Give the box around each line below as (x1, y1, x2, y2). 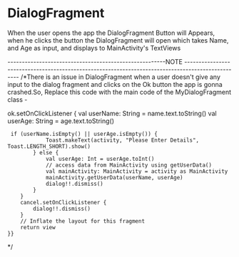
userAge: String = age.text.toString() (7, 116, 115, 125)
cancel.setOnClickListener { (20, 199, 107, 206)
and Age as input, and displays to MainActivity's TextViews (7, 43, 181, 52)
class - (7, 95, 28, 104)
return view (20, 224, 56, 231)
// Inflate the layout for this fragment (20, 217, 145, 225)
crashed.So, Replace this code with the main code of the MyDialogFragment (7, 88, 232, 96)
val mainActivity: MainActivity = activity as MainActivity (45, 167, 228, 175)
